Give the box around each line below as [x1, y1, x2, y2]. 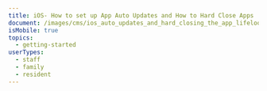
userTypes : [8, 48, 44, 56]
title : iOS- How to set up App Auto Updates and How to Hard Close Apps [8, 11, 254, 20]
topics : [8, 33, 34, 42]
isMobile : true [8, 26, 59, 34]
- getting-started [15, 41, 77, 49]
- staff [15, 56, 41, 64]
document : [8, 19, 41, 27]
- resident [15, 70, 52, 78]
